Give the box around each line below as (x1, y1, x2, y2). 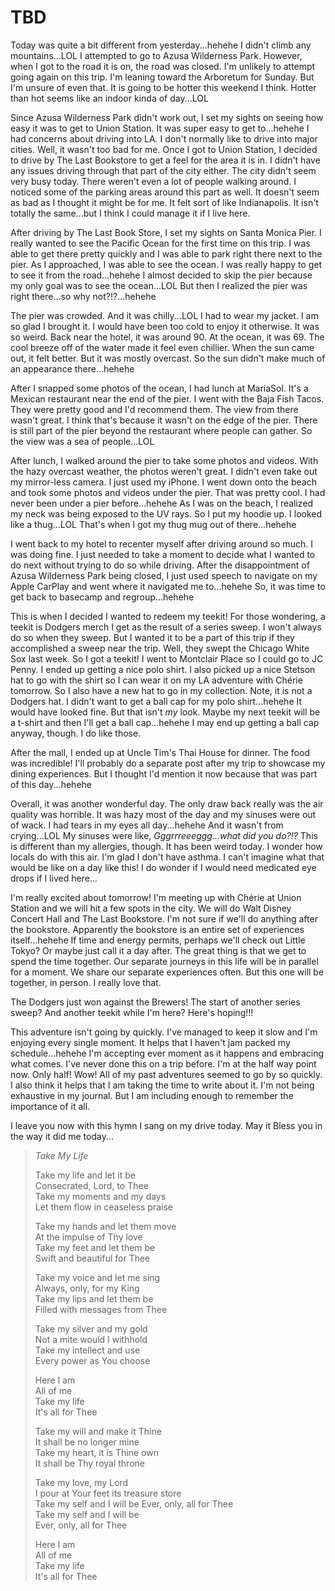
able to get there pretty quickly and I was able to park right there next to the (10, 247, 323, 260)
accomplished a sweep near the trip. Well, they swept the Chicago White (10, 642, 310, 654)
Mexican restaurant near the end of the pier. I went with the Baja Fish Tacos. (10, 392, 325, 405)
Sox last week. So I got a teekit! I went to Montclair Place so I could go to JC (10, 652, 324, 665)
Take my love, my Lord (34, 1476, 129, 1488)
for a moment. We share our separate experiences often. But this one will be (10, 966, 325, 978)
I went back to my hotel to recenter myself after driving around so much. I (10, 537, 313, 550)
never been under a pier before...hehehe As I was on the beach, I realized (10, 497, 314, 509)
